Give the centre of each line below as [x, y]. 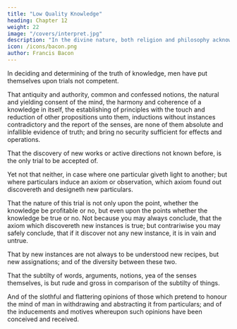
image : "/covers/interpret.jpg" [55, 34]
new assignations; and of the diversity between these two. [92, 261]
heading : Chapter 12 [38, 20]
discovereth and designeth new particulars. [71, 189]
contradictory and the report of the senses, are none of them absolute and [115, 124]
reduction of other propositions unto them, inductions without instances [111, 116]
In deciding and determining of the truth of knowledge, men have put [108, 73]
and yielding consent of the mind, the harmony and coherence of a [104, 102]
